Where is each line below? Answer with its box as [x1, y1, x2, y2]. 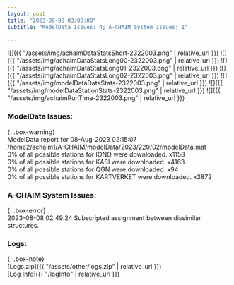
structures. [7, 221, 39, 229]
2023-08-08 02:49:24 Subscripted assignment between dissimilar [7, 213, 201, 222]
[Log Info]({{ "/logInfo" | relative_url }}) [7, 269, 120, 279]
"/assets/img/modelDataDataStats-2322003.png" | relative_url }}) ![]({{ [16, 79, 223, 87]
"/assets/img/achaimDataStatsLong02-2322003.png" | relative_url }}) [16, 71, 219, 80]
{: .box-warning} [7, 128, 55, 136]
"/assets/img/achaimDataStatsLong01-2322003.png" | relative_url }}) [16, 64, 218, 73]
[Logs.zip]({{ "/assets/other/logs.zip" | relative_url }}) [7, 262, 162, 271]
